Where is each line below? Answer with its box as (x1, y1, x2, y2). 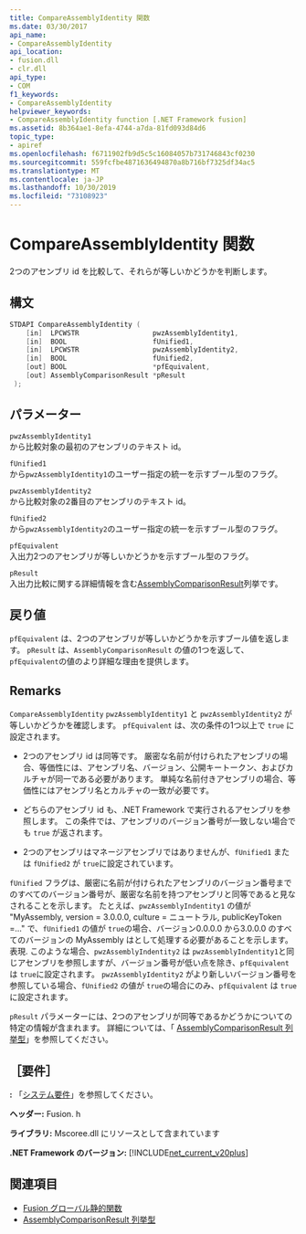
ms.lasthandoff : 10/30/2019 (9, 184, 117, 193)
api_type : (9, 73, 47, 82)
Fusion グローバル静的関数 (22, 1202, 123, 1213)
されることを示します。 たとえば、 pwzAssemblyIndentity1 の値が (9, 901, 251, 912)
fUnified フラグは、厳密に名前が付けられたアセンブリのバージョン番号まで (9, 878, 292, 889)
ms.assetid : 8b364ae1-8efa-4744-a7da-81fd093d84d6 (9, 124, 206, 133)
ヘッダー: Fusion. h (9, 1109, 81, 1119)
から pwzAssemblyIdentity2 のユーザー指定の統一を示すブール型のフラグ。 (9, 522, 283, 534)
